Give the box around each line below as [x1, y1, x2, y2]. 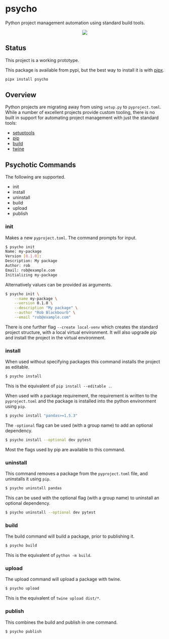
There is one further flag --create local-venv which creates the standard [5, 324, 158, 330]
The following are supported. [5, 174, 66, 180]
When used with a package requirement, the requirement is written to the [5, 393, 157, 399]
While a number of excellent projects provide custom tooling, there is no [5, 109, 155, 115]
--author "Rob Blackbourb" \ [14, 310, 76, 315]
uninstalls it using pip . [5, 476, 51, 482]
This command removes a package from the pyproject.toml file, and [5, 471, 148, 477]
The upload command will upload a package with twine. [5, 576, 122, 583]
